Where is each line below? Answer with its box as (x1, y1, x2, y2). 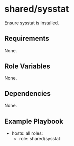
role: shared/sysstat (19, 136, 61, 142)
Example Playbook (4, 117, 63, 125)
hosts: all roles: (11, 130, 43, 136)
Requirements (4, 34, 49, 43)
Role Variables (4, 62, 50, 71)
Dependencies (4, 89, 51, 98)
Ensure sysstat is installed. (4, 20, 59, 26)
